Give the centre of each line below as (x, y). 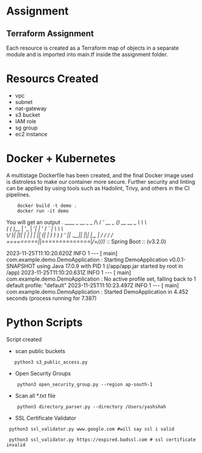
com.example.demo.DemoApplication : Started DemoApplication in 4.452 (97, 292)
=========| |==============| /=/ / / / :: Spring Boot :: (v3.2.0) (86, 241)
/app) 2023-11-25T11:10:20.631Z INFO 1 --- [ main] (69, 272)
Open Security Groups (43, 373)
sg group (26, 128)
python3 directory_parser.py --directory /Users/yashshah (92, 406)
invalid (16, 445)
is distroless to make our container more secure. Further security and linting (101, 181)
